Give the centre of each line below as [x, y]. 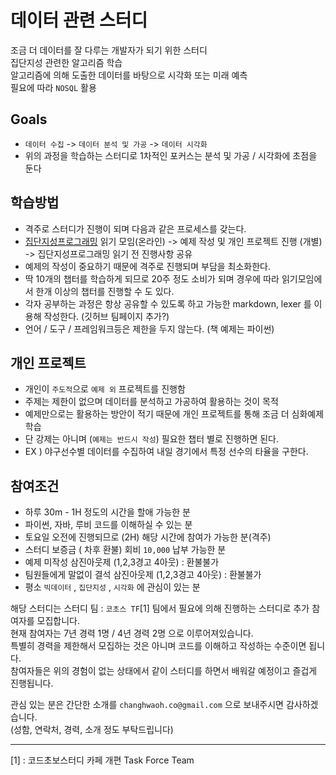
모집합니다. [58, 621]
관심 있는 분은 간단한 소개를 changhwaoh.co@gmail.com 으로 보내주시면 [147, 705]
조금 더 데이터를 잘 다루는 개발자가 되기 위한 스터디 [109, 50]
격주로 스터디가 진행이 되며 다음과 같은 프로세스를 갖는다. [135, 228]
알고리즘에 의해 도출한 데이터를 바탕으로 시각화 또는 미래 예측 [129, 75]
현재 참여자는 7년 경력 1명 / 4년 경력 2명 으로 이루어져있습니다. [132, 633]
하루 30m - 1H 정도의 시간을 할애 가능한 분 [107, 512]
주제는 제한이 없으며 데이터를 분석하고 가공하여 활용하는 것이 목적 [151, 402]
